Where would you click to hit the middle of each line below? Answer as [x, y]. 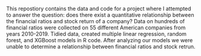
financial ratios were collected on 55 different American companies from [96, 27]
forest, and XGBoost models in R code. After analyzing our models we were [100, 40]
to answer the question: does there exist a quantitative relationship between [100, 15]
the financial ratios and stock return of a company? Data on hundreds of [96, 21]
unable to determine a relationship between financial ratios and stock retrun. [101, 46]
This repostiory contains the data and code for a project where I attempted [99, 9]
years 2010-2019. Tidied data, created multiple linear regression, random [96, 34]
